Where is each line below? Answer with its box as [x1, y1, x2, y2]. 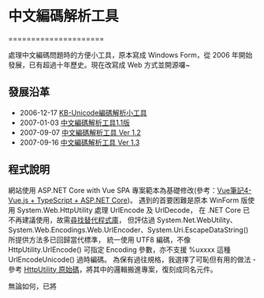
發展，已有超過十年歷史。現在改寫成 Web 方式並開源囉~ [8, 60, 191, 70]
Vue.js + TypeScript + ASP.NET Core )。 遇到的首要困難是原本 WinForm [8, 195, 240, 205]
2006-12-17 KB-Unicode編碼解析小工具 [19, 108, 147, 117]
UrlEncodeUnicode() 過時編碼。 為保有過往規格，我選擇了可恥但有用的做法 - [8, 255, 256, 264]
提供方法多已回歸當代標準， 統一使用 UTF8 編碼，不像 [14, 235, 191, 244]
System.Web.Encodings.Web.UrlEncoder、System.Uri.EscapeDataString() [8, 224, 249, 234]
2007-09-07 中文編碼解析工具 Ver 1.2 [19, 127, 141, 137]
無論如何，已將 [8, 281, 57, 291]
